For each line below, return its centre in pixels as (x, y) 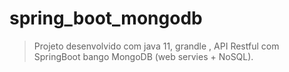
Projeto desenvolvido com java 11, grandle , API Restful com (156, 46)
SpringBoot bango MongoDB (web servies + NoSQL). (143, 56)
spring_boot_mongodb (106, 18)
